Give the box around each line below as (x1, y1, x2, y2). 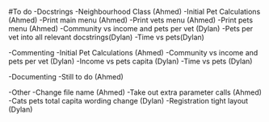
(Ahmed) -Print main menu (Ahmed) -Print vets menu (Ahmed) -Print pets (8, 15, 253, 25)
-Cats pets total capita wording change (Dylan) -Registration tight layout (8, 96, 249, 105)
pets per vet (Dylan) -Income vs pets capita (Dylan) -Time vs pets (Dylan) (8, 56, 253, 66)
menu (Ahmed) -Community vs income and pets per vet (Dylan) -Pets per (8, 24, 254, 33)
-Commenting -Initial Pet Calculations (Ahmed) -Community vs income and (8, 48, 258, 57)
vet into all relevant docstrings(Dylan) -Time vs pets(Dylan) (8, 32, 204, 42)
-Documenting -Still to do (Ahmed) (8, 72, 124, 81)
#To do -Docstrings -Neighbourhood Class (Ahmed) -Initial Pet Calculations (8, 7, 261, 16)
